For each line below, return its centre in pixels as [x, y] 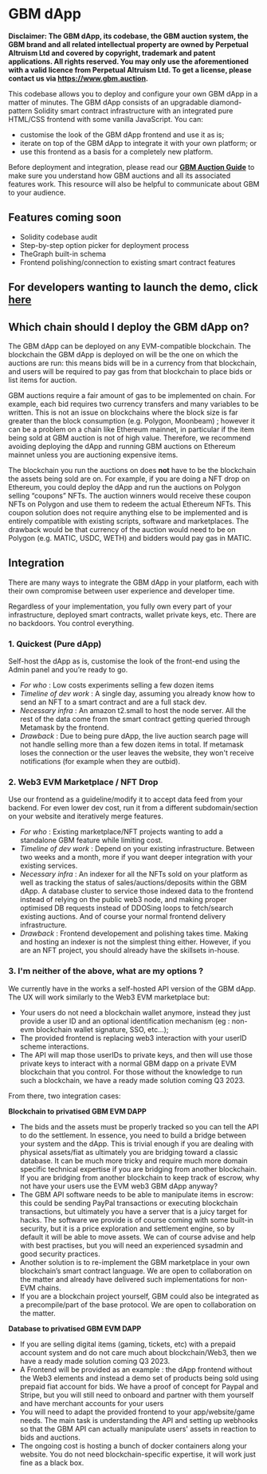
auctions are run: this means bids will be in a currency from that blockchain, [133, 363]
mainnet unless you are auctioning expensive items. [93, 455]
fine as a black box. [52, 1462]
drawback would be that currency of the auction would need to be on [122, 529]
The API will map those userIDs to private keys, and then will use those [136, 1054]
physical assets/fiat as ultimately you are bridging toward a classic [129, 1152]
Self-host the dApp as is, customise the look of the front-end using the [124, 661]
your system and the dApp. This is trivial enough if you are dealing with [136, 1143]
